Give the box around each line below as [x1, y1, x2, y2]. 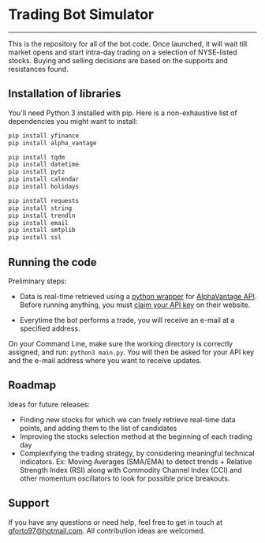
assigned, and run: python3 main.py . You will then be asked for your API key [8, 347, 255, 357]
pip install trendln [8, 212, 77, 219]
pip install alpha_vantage [8, 139, 97, 147]
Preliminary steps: [8, 276, 67, 286]
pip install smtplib [8, 227, 77, 234]
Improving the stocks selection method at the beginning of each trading [19, 432, 252, 441]
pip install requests [8, 197, 80, 204]
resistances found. [8, 64, 69, 73]
